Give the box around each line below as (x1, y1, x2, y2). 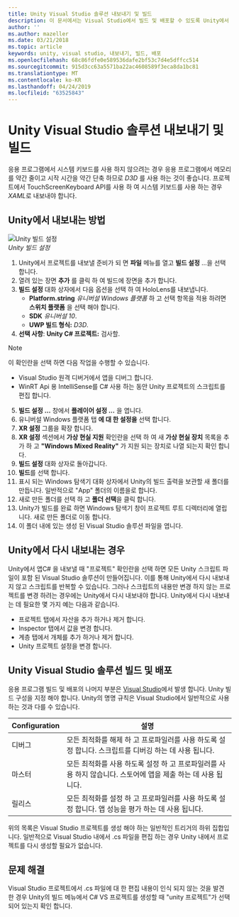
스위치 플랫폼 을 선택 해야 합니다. (28, 302, 120, 311)
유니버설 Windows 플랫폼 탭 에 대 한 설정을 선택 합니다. (18, 414, 172, 423)
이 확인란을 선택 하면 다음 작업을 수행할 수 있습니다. (8, 358, 150, 366)
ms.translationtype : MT (8, 70, 79, 77)
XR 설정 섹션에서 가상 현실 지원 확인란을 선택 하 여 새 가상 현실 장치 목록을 (18, 432, 222, 441)
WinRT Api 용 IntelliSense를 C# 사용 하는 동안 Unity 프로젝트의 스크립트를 (18, 382, 226, 390)
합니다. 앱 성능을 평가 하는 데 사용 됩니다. (74, 803, 204, 813)
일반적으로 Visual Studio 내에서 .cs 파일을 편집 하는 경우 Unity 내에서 (23, 832, 216, 841)
